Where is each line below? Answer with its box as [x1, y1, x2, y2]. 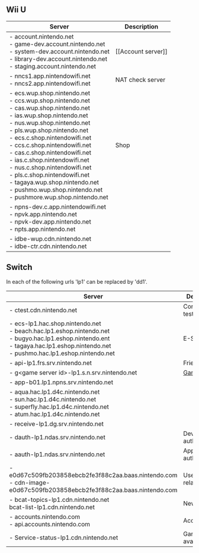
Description [124, 22, 159, 30]
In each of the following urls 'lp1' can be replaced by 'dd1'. [6, 278, 148, 285]
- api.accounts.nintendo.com [9, 520, 91, 528]
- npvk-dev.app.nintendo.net [9, 217, 92, 225]
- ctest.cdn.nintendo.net [9, 306, 78, 314]
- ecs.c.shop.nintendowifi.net [9, 133, 92, 142]
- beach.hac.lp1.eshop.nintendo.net [9, 326, 110, 335]
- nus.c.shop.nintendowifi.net [9, 163, 92, 171]
